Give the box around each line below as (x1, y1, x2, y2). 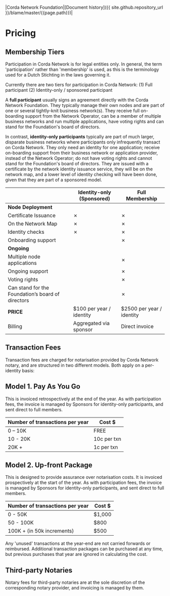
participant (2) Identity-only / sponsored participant (5, 87, 113, 93)
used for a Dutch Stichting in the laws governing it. (5, 72, 111, 78)
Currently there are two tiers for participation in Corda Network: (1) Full (5, 82, 153, 88)
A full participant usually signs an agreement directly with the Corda (5, 97, 148, 103)
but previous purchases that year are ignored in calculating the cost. (5, 551, 148, 557)
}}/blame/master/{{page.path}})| (5, 10, 73, 16)
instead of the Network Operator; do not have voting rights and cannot (5, 155, 152, 161)
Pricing (5, 27, 36, 39)
